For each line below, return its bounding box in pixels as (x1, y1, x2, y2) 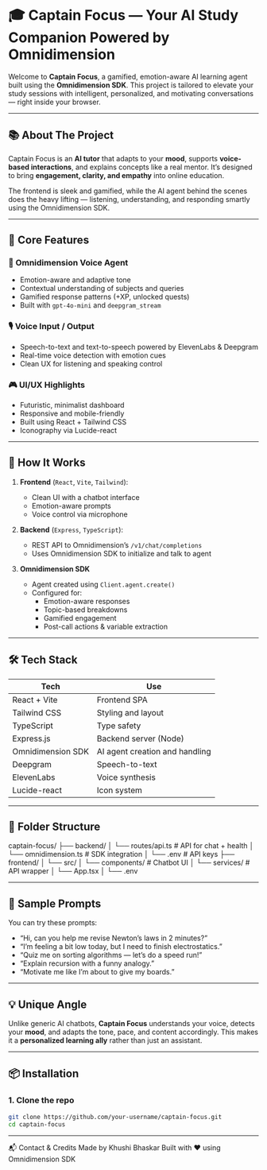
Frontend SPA (96, 694, 149, 705)
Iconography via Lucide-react (19, 426, 118, 436)
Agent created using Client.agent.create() (31, 579, 176, 589)
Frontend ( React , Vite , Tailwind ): (19, 477, 129, 486)
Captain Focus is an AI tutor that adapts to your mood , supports (8, 153, 219, 163)
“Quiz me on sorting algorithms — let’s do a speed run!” (19, 951, 203, 960)
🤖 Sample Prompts (8, 897, 102, 910)
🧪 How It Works (8, 456, 86, 470)
